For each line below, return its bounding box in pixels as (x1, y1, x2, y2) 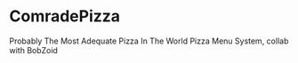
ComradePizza (9, 6, 121, 27)
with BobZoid (9, 44, 58, 55)
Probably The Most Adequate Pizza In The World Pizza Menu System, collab (9, 35, 289, 46)
